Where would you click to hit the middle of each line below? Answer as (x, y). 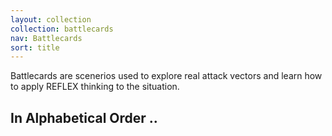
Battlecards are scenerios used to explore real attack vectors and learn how (166, 76)
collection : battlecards (62, 29)
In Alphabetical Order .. (84, 117)
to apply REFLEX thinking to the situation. (95, 87)
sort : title (35, 47)
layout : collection (51, 19)
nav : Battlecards (46, 38)
